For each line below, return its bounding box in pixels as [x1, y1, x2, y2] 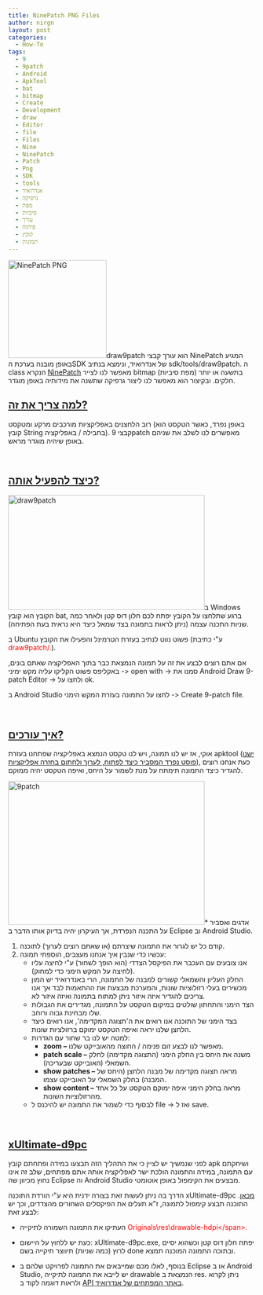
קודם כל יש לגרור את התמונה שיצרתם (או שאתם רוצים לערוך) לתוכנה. [19, 942, 225, 951]
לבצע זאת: [8, 1207, 39, 1216]
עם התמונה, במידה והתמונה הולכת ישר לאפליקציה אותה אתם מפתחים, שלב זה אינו [8, 1167, 253, 1176]
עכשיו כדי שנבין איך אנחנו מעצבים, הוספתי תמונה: [19, 949, 166, 959]
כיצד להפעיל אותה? [8, 474, 100, 487]
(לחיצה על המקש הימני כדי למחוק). [31, 967, 135, 976]
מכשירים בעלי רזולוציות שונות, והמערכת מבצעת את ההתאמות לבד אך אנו [31, 983, 247, 993]
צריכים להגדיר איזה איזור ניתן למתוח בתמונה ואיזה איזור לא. [31, 991, 206, 1001]
